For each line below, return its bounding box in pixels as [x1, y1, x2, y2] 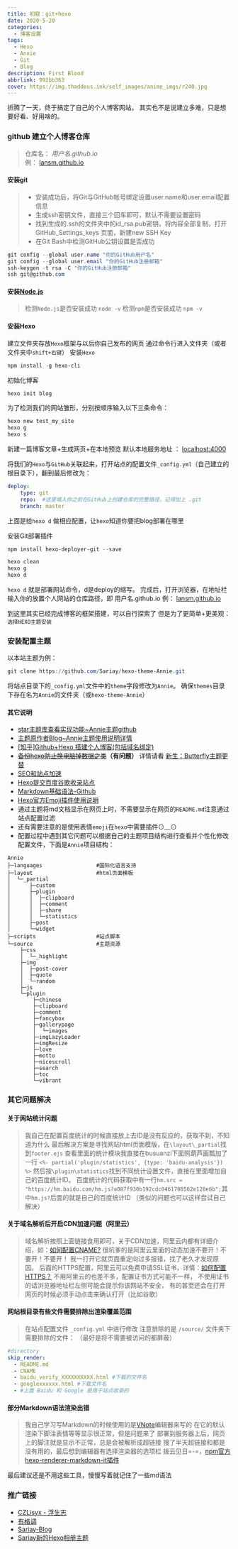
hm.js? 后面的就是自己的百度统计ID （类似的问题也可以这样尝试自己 [30, 1193, 226, 1201]
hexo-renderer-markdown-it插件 [24, 1456, 120, 1465]
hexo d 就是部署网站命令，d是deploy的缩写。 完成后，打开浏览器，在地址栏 [7, 585, 228, 594]
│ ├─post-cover [20, 966, 69, 973]
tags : [7, 37, 23, 44]
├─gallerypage [33, 1021, 74, 1029]
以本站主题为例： [7, 654, 57, 662]
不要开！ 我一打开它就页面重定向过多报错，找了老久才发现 [43, 1254, 213, 1263]
